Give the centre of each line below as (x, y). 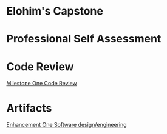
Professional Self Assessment (84, 39)
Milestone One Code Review (42, 84)
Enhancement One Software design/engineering (66, 125)
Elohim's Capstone (55, 11)
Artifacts (29, 108)
